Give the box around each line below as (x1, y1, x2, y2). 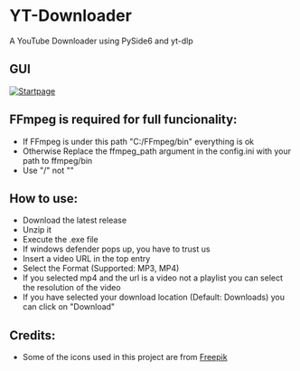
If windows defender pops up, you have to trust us (22, 243, 211, 254)
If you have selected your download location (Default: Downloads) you (22, 291, 285, 303)
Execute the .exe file (22, 234, 98, 245)
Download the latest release (22, 214, 127, 226)
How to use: (9, 191, 79, 206)
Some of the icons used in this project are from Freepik (22, 352, 228, 363)
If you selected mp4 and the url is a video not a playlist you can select (22, 272, 283, 283)
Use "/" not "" (22, 165, 74, 176)
